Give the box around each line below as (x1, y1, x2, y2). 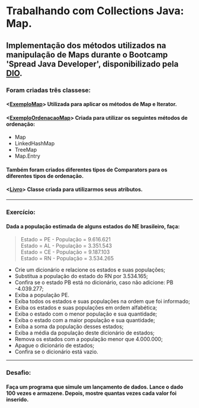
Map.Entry (14, 152, 40, 160)
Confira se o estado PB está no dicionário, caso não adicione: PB (14, 279, 174, 286)
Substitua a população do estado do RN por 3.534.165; (14, 273, 148, 280)
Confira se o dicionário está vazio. (14, 348, 99, 355)
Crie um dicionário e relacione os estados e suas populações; (14, 266, 166, 273)
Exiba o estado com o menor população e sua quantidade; (14, 310, 158, 318)
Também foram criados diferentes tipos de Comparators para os (6, 166, 168, 173)
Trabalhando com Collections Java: (6, 4, 184, 18)
